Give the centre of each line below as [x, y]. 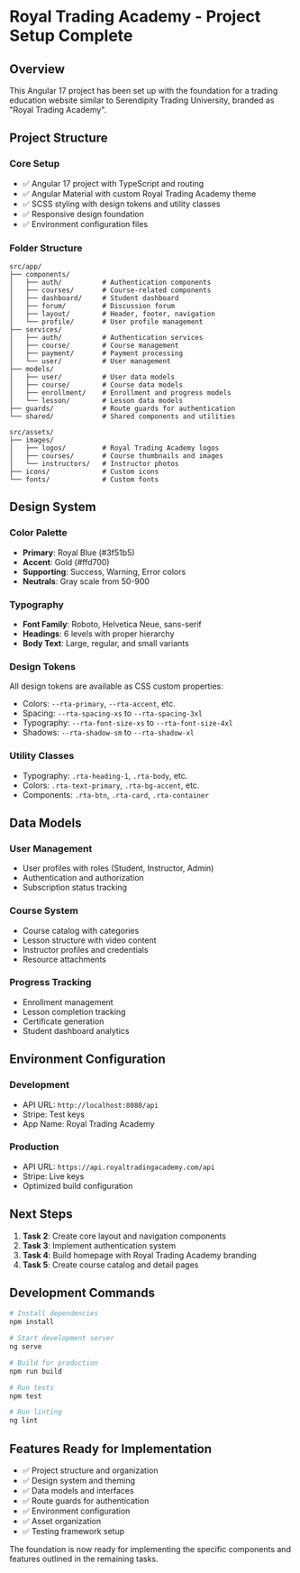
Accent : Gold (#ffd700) [66, 562]
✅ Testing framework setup [73, 1532]
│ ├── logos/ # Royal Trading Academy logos [114, 448]
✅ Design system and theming [79, 1481]
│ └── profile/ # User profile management [106, 322]
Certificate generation [63, 1021]
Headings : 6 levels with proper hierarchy [98, 634]
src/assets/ [32, 432]
